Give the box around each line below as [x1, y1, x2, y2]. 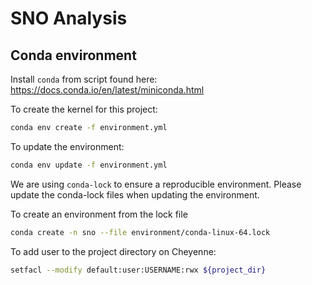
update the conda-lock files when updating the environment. [10, 188, 260, 201]
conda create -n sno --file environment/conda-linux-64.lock [10, 227, 271, 237]
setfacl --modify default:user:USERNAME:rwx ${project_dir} [10, 265, 267, 275]
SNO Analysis [10, 7, 128, 30]
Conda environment [10, 47, 137, 64]
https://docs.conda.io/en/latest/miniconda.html [10, 84, 205, 96]
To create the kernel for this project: [10, 103, 158, 115]
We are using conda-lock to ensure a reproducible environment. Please [10, 178, 302, 190]
